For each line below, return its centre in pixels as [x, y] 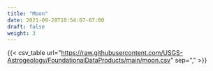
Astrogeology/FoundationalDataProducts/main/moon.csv [89, 61]
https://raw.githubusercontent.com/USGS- [122, 53]
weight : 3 [22, 33]
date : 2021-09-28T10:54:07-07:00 [56, 20]
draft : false [26, 26]
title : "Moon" [28, 14]
